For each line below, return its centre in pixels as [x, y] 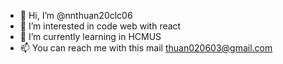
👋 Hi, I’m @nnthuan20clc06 [76, 15]
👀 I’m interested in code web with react [100, 26]
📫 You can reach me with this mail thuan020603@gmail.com [146, 48]
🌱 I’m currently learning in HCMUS [90, 36]
